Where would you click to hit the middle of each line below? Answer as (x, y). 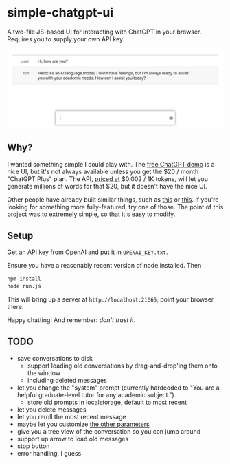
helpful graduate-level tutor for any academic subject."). (96, 394)
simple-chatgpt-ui (60, 13)
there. (15, 307)
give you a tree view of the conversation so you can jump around (109, 431)
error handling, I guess (49, 453)
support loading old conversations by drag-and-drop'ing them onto (122, 366)
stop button (33, 446)
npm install (24, 279)
